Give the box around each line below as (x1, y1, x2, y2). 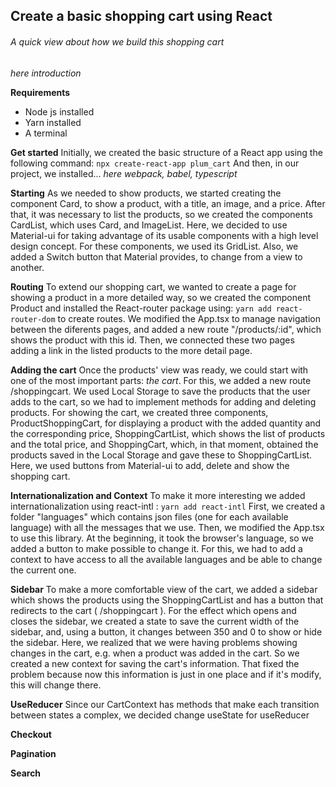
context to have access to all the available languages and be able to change (10, 553, 323, 565)
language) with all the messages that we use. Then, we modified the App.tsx (10, 521, 325, 533)
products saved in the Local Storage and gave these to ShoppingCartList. (10, 449, 313, 461)
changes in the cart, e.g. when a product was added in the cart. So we (10, 647, 300, 659)
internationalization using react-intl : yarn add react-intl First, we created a (10, 500, 325, 512)
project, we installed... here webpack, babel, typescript (10, 167, 238, 179)
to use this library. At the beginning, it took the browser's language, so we (10, 532, 314, 544)
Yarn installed (24, 116, 82, 128)
